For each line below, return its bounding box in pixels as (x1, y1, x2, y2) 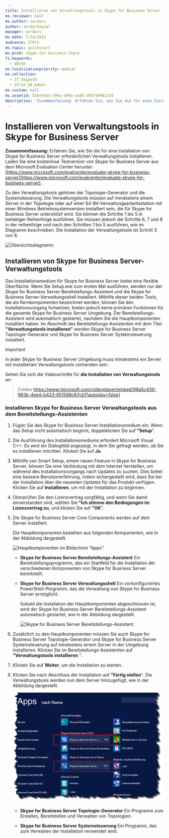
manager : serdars (5, 29, 42, 35)
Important (5, 347, 26, 353)
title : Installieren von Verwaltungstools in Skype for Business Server (5, 8, 161, 13)
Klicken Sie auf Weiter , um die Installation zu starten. (12, 662, 123, 668)
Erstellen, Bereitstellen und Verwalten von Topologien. (20, 813, 132, 819)
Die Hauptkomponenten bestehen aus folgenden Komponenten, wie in (12, 530, 158, 536)
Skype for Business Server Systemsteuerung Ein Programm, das (20, 823, 157, 829)
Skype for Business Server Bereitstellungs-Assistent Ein (20, 554, 141, 560)
